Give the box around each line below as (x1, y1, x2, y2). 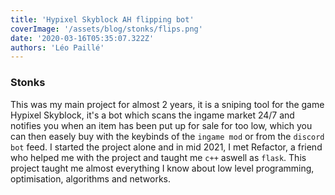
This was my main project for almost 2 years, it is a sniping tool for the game (10, 98, 325, 110)
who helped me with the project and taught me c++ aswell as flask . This (10, 151, 307, 163)
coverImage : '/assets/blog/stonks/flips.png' (10, 24, 203, 34)
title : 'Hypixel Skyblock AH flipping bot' (10, 14, 195, 25)
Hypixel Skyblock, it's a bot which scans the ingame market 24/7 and (10, 109, 295, 121)
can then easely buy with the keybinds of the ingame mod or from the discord (10, 130, 325, 142)
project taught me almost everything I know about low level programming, (10, 162, 315, 174)
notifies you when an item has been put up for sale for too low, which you (10, 119, 313, 131)
